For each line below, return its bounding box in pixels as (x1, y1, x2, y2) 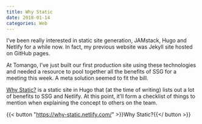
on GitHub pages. (6, 50, 50, 57)
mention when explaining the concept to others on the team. (6, 99, 158, 106)
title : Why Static (6, 9, 53, 15)
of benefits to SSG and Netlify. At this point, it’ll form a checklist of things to (6, 92, 196, 100)
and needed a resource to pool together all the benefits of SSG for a (6, 68, 177, 75)
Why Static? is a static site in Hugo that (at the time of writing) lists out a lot (6, 86, 195, 94)
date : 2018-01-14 (6, 15, 50, 21)
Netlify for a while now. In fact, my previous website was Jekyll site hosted (6, 43, 193, 50)
